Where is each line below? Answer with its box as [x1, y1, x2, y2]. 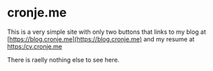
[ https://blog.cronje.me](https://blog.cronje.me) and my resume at [7, 34, 195, 43]
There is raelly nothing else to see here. [7, 55, 120, 63]
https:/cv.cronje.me [7, 42, 63, 50]
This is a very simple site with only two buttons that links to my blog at [7, 28, 207, 36]
